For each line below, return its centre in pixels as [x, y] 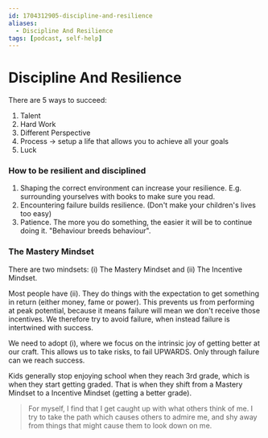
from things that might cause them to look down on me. [120, 425]
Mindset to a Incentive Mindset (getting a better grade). [100, 393]
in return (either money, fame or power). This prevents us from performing [132, 301]
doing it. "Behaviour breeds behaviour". [85, 231]
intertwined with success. [51, 327]
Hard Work [38, 125]
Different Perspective [55, 133]
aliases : [23, 23]
